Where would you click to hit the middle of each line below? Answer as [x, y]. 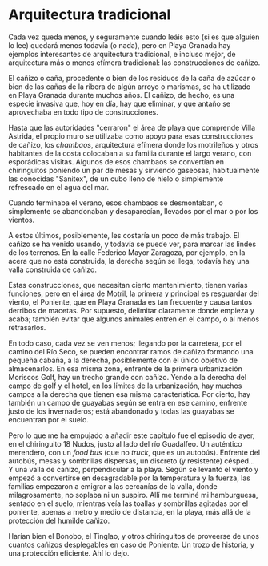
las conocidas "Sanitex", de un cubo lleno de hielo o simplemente [116, 179]
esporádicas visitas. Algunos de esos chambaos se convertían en [116, 161]
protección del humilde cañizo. [59, 520]
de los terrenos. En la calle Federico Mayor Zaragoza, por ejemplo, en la [127, 252]
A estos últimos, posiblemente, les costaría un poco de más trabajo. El [124, 235]
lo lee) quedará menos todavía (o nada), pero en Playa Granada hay [120, 45]
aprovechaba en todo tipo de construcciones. [83, 112]
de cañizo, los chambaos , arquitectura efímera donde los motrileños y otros [133, 144]
